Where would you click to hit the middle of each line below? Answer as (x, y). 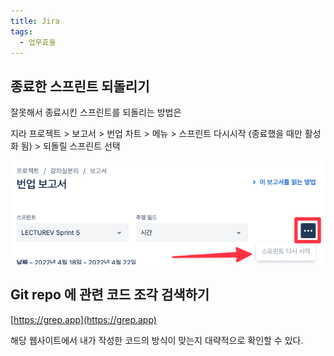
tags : (21, 31)
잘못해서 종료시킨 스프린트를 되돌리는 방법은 (96, 112)
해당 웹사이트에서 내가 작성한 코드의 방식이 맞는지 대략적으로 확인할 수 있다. (157, 340)
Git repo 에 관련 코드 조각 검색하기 (110, 295)
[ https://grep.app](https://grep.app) (83, 319)
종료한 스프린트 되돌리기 (80, 86)
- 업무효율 (38, 42)
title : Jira (35, 21)
